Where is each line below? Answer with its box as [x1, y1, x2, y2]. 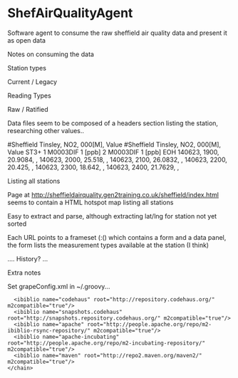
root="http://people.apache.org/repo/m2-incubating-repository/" [7, 340, 205, 347]
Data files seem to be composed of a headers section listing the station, [7, 119, 219, 127]
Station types [7, 63, 46, 72]
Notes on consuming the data [7, 50, 95, 58]
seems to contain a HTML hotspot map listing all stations [7, 198, 174, 206]
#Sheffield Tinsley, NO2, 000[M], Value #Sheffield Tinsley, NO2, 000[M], [7, 140, 222, 149]
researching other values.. [7, 126, 84, 135]
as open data [7, 36, 46, 44]
